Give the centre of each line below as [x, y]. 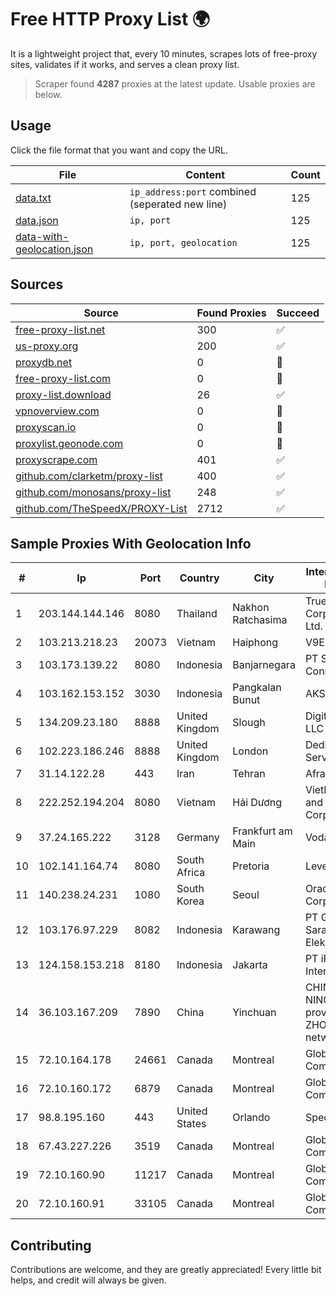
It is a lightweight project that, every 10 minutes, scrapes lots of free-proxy [164, 53]
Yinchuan [254, 1013]
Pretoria [251, 866]
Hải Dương [257, 803]
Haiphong [255, 643]
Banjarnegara [264, 665]
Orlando [251, 1118]
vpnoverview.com [57, 411]
